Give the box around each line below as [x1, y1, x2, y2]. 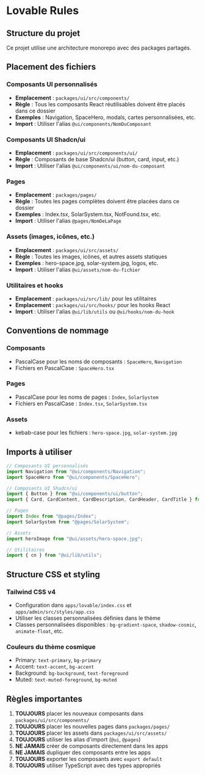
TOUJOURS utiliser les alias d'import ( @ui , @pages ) [15, 736, 141, 743]
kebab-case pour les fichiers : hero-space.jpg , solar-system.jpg [15, 429, 178, 437]
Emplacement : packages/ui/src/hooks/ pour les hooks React [15, 301, 171, 308]
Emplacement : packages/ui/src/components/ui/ [15, 149, 138, 156]
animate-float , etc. [15, 627, 64, 635]
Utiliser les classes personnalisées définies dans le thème [15, 614, 160, 622]
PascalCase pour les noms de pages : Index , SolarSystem [15, 393, 159, 401]
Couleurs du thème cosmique [6, 642, 96, 651]
